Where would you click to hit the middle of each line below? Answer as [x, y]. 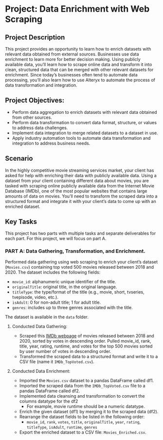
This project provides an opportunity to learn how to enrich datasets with [78, 49]
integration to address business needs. [51, 143]
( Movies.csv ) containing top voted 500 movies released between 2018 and [80, 267]
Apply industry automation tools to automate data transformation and [81, 138]
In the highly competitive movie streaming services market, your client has [80, 170]
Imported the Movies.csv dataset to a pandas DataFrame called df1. [87, 380]
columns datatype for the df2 [49, 401]
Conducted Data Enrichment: [41, 371]
